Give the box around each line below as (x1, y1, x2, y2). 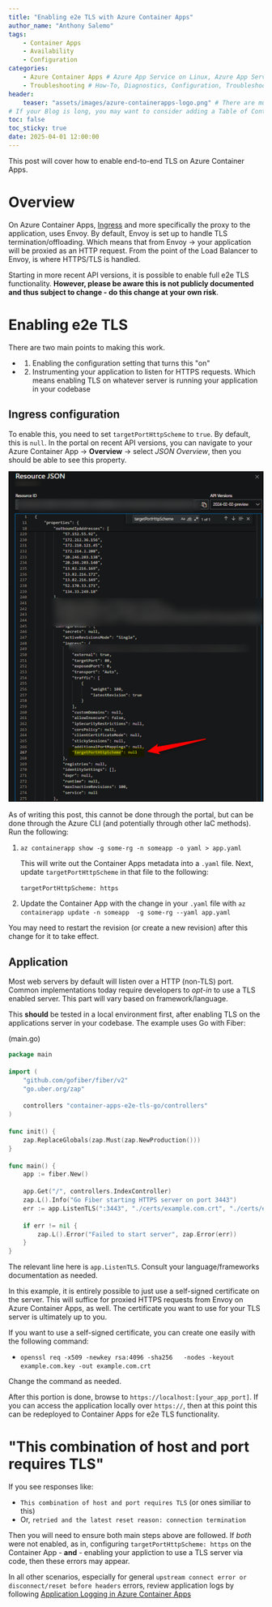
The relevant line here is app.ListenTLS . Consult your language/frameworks (8, 1262, 260, 1272)
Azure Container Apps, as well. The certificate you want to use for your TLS (8, 1304, 261, 1313)
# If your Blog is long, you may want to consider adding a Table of (8, 107, 249, 115)
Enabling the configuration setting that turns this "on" (32, 358, 210, 368)
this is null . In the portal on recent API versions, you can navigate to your (8, 438, 253, 448)
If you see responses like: (8, 1482, 94, 1492)
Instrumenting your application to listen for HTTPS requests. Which (32, 366, 257, 376)
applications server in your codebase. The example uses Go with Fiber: (8, 1018, 246, 1028)
